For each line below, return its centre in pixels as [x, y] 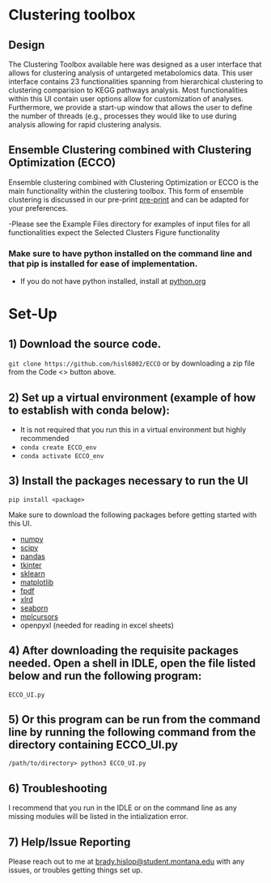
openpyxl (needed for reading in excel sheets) [97, 625]
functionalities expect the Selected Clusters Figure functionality [114, 232]
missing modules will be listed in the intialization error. [98, 817]
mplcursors [39, 616]
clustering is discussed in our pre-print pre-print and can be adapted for [129, 199]
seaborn [34, 608]
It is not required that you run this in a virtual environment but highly [133, 429]
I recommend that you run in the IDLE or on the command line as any [123, 808]
